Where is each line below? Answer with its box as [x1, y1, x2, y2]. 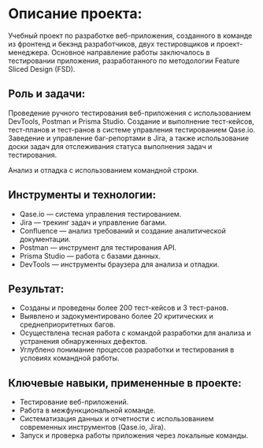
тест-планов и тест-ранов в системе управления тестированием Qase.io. [8, 125, 256, 134]
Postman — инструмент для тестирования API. [19, 242, 177, 252]
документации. [19, 234, 71, 244]
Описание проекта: [8, 5, 143, 23]
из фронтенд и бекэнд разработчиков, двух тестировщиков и [8, 39, 215, 48]
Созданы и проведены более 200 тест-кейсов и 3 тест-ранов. [19, 303, 229, 312]
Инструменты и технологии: [8, 189, 156, 202]
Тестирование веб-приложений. [19, 398, 129, 407]
